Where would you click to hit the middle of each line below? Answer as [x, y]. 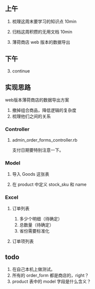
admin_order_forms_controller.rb [45, 140]
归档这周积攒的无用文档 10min [42, 32]
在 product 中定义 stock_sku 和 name [49, 184]
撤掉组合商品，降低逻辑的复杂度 [44, 110]
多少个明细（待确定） [41, 219]
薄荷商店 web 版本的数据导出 [41, 42]
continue [21, 71]
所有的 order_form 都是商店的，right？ [50, 275]
